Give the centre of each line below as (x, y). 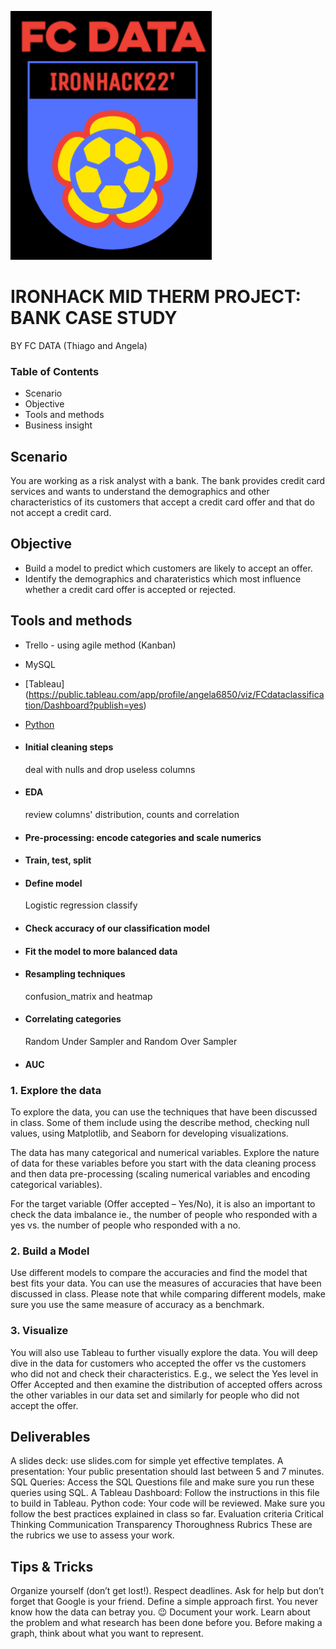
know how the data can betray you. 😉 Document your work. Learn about (160, 1612)
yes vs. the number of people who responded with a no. (126, 1225)
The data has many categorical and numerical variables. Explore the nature (165, 1152)
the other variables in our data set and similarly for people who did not (155, 1395)
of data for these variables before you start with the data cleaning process (163, 1163)
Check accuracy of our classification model (117, 928)
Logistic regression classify (81, 905)
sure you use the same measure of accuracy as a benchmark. (137, 1305)
